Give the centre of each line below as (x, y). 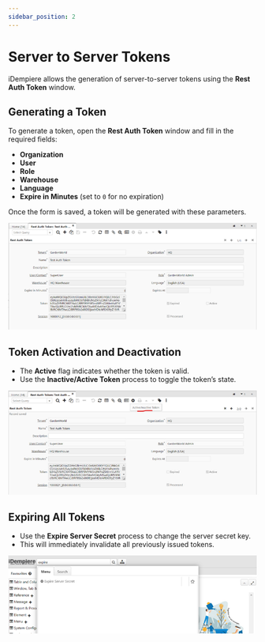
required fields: (33, 139)
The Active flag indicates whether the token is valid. (104, 371)
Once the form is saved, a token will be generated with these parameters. (127, 212)
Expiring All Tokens (56, 517)
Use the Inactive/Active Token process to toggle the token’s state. (128, 380)
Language (36, 188)
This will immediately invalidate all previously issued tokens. (117, 545)
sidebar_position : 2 (42, 17)
